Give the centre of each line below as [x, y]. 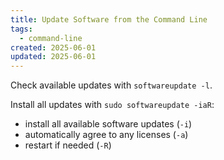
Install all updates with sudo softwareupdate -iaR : [112, 105]
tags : [21, 29]
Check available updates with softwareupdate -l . [111, 85]
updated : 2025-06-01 [53, 57]
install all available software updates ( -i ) [108, 124]
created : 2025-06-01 [53, 47]
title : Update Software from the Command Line [109, 19]
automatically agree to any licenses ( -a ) [106, 135]
